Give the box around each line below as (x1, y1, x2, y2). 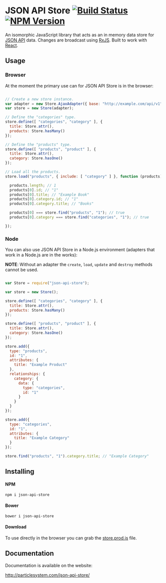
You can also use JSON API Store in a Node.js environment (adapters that (5, 247, 155, 253)
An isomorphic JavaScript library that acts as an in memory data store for (5, 32, 155, 38)
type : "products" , (9, 349, 48, 354)
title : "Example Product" (14, 362, 68, 367)
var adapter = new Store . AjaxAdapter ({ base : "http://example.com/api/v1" (5, 101, 163, 106)
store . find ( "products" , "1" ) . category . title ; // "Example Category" (5, 454, 149, 459)
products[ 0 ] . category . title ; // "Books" (9, 201, 94, 206)
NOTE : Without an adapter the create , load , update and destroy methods (5, 262, 153, 268)
